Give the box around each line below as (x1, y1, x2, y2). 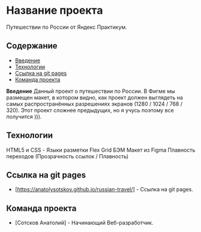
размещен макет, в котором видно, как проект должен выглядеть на (6, 94, 183, 101)
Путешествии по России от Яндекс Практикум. (6, 23, 127, 31)
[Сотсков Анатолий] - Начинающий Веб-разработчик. (14, 219, 154, 227)
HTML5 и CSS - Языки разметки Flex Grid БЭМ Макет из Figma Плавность (6, 146, 196, 153)
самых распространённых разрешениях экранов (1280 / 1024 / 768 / (6, 100, 183, 107)
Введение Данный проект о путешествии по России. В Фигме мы (6, 88, 175, 95)
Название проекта (6, 4, 103, 17)
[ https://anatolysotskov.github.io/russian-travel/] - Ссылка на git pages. (14, 186, 194, 193)
